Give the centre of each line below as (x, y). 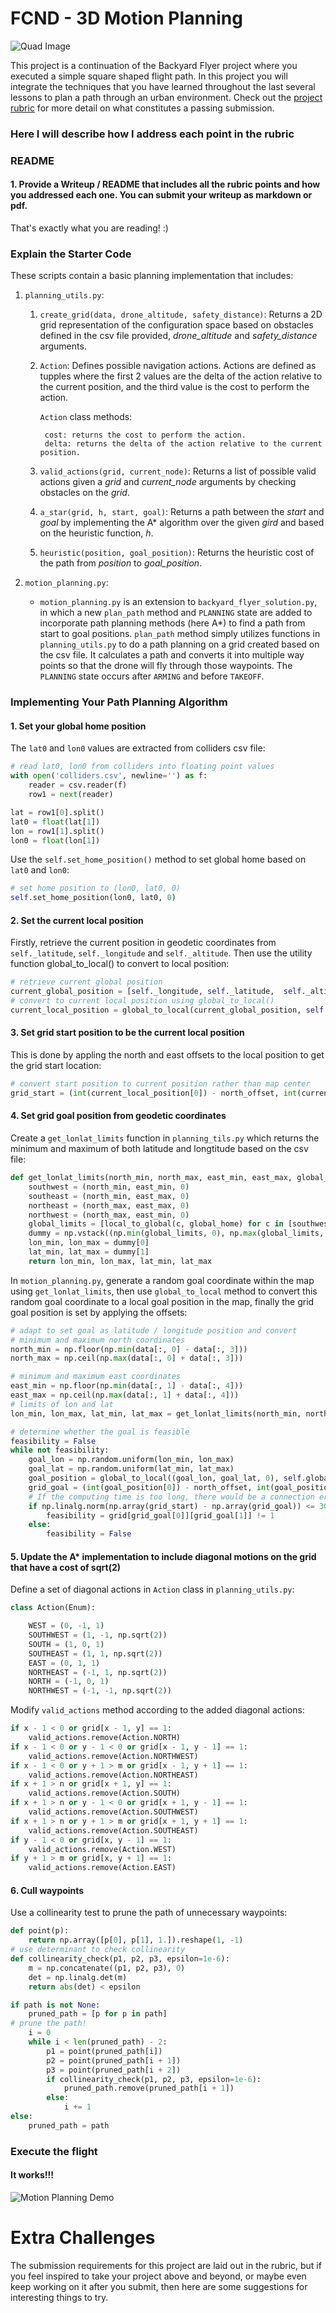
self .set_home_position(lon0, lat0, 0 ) (93, 898)
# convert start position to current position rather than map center (160, 1084)
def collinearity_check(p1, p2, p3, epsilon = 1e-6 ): (120, 1959)
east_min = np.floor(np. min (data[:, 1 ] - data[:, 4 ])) (127, 1386)
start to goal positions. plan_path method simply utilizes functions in (180, 634)
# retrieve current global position (86, 982)
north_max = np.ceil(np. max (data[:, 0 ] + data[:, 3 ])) (127, 1358)
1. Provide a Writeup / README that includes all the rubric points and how (165, 184)
